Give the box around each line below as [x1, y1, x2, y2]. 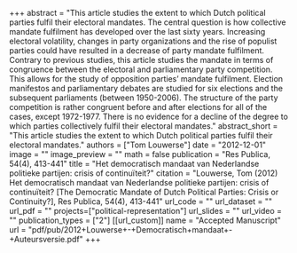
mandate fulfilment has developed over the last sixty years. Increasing [9, 27, 266, 36]
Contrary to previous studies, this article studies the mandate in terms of [9, 55, 274, 65]
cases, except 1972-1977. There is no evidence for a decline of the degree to [9, 111, 288, 122]
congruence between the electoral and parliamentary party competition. [9, 64, 273, 75]
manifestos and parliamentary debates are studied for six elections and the [9, 83, 284, 93]
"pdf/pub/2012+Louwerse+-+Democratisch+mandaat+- [27, 225, 233, 234]
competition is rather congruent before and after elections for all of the [9, 102, 268, 112]
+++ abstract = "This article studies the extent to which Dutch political [9, 8, 266, 18]
